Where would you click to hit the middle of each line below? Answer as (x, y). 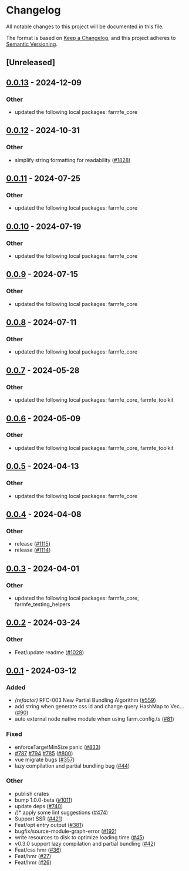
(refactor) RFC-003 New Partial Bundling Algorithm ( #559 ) (85, 700)
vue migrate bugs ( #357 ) (45, 759)
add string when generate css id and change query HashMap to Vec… (99, 707)
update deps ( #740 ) (39, 806)
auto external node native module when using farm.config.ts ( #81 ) (94, 719)
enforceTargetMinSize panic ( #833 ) (58, 747)
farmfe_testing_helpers (42, 604)
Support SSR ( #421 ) (38, 818)
